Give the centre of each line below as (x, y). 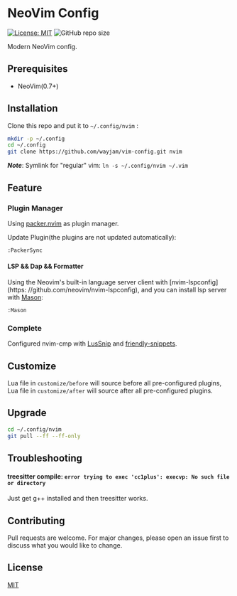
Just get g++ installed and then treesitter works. (78, 499)
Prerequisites (38, 69)
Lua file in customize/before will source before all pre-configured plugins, (115, 383)
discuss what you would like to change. (65, 546)
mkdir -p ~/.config (36, 139)
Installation (33, 108)
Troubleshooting (45, 458)
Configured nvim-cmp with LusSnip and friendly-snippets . (92, 344)
